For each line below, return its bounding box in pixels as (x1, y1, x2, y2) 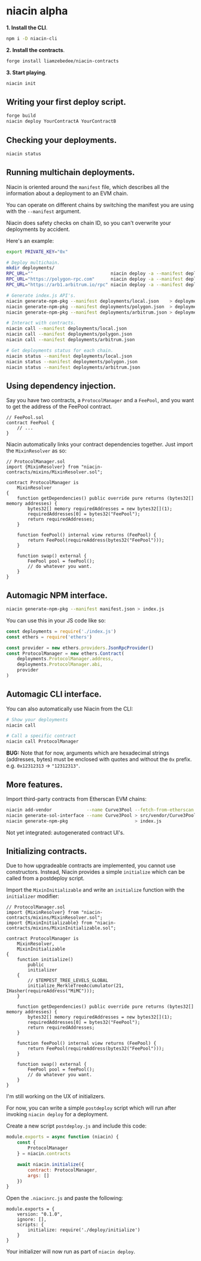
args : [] (28, 1172, 50, 1178)
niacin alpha (6, 4, 68, 18)
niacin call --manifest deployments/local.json (6, 326, 127, 332)
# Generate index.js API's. (6, 292, 77, 299)
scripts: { (17, 1222, 44, 1228)
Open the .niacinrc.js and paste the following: (6, 1195, 124, 1202)
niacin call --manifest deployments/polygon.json (6, 331, 133, 338)
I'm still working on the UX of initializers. (6, 1093, 106, 1100)
